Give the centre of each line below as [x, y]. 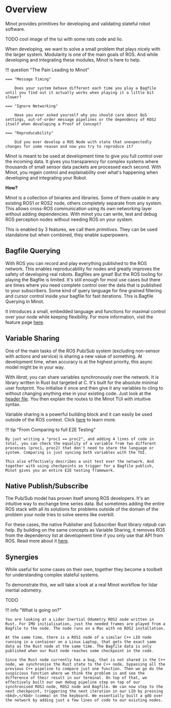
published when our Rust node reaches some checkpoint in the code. [80, 651]
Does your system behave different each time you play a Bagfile [86, 88]
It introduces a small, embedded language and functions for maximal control [86, 311]
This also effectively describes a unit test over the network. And [80, 461]
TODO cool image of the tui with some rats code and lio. [64, 39]
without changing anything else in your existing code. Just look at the [78, 393]
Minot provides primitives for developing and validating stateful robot [78, 24]
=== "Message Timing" [28, 79]
